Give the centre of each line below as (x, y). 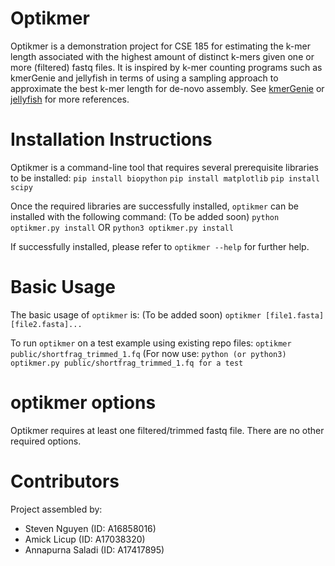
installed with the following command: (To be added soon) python (145, 216)
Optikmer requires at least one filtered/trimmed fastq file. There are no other (167, 430)
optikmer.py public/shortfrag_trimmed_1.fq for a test (127, 363)
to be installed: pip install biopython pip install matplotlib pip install (165, 178)
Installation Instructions (111, 139)
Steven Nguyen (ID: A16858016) (90, 528)
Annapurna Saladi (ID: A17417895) (94, 549)
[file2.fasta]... (46, 324)
